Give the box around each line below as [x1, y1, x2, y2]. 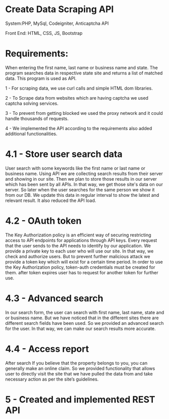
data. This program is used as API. [5, 75, 77, 81]
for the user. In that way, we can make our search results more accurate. [5, 325, 156, 331]
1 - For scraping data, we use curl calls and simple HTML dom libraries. [5, 85, 153, 91]
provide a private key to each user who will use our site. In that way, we [5, 248, 154, 254]
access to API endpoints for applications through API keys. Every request [5, 237, 157, 243]
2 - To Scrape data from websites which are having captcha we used [5, 95, 149, 101]
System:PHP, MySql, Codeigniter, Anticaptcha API [5, 20, 109, 26]
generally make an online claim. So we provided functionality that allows [5, 365, 155, 371]
